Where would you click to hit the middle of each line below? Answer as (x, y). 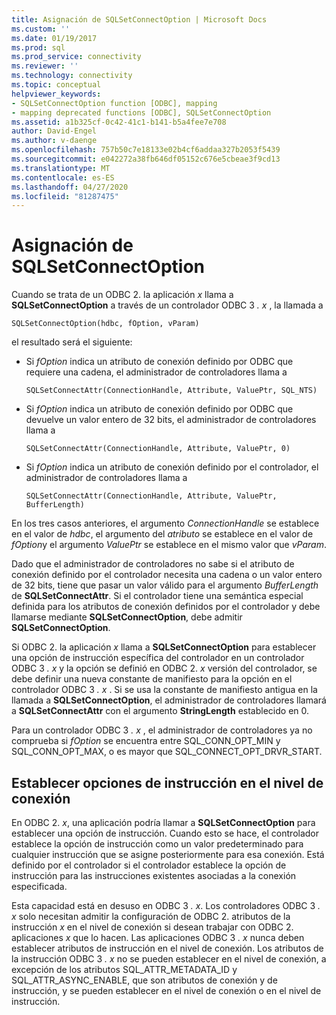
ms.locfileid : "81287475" (65, 196)
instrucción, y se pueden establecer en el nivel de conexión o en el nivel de (166, 990)
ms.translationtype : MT (61, 168)
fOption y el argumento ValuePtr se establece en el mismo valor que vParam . (169, 545)
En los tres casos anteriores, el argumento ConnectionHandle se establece (165, 523)
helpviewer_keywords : (56, 94)
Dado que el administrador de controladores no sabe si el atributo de (153, 564)
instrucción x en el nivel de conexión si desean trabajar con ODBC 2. (152, 927)
